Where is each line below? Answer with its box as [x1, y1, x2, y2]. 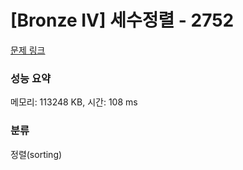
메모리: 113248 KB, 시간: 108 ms [10, 96, 138, 108]
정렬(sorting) [10, 148, 63, 160]
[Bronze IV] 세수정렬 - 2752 [10, 9, 235, 32]
